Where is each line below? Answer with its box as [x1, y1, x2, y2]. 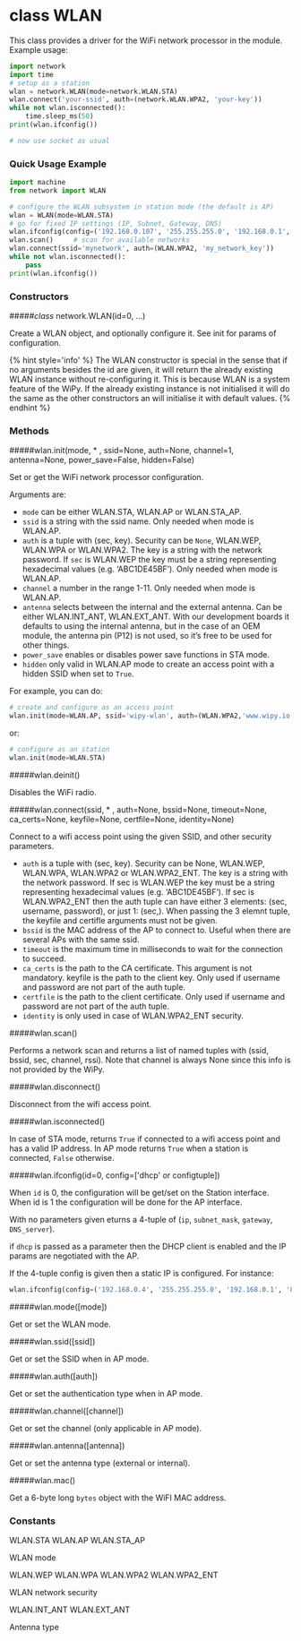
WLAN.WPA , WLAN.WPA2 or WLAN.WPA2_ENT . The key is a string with [21, 867, 288, 878]
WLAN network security [9, 1587, 99, 1597]
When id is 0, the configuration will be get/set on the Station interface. [9, 1187, 270, 1198]
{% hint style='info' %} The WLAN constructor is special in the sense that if [9, 355, 288, 365]
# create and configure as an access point [9, 703, 175, 712]
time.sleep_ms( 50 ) [25, 112, 94, 121]
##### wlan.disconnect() [9, 1081, 101, 1092]
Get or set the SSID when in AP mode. [9, 1353, 150, 1364]
